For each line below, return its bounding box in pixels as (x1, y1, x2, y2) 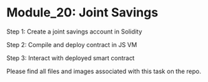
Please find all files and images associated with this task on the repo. (6, 67, 202, 75)
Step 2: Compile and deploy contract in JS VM (6, 40, 137, 49)
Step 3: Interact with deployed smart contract (6, 53, 135, 62)
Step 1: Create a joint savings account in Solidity (6, 27, 142, 36)
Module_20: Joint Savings (6, 5, 159, 20)
